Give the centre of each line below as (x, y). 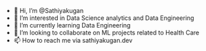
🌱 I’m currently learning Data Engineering (72, 25)
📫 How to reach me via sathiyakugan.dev (73, 40)
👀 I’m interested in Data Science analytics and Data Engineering (104, 18)
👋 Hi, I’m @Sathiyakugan (49, 11)
